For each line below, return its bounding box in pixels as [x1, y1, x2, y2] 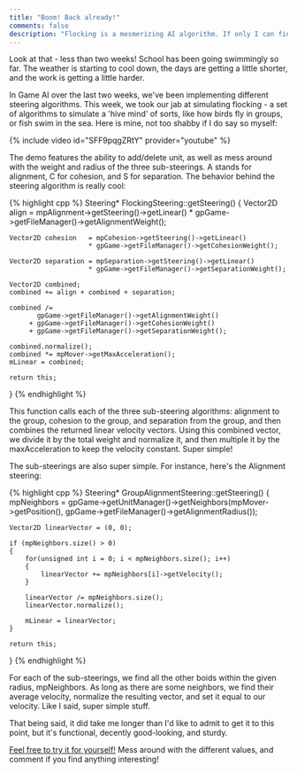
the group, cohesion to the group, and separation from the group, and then [9, 416, 281, 426]
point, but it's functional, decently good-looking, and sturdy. [9, 728, 228, 738]
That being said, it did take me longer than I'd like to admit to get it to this [9, 718, 275, 729]
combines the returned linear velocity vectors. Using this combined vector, [9, 425, 281, 435]
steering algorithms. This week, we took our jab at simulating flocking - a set [9, 99, 288, 110]
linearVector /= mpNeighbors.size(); [25, 593, 164, 603]
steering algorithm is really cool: [9, 181, 126, 191]
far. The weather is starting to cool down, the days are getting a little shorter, [9, 63, 288, 74]
